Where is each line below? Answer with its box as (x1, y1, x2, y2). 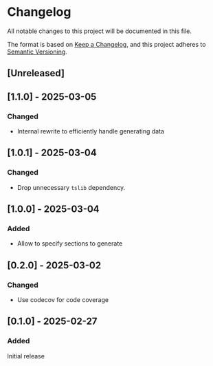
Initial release (7, 352, 45, 360)
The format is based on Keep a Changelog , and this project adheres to (7, 40, 206, 48)
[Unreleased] (7, 67, 65, 79)
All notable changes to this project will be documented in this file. (7, 27, 192, 35)
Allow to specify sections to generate (16, 239, 123, 248)
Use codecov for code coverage (16, 296, 109, 304)
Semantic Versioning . (7, 47, 67, 56)
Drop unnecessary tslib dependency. (16, 183, 126, 191)
